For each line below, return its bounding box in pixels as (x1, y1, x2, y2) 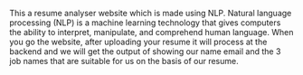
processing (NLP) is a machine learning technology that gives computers (9, 17, 281, 28)
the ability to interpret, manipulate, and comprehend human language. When (9, 27, 294, 37)
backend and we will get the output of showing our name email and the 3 (9, 46, 281, 57)
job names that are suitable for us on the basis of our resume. (9, 56, 239, 66)
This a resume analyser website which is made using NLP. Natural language (9, 8, 292, 18)
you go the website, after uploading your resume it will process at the (9, 36, 268, 47)
